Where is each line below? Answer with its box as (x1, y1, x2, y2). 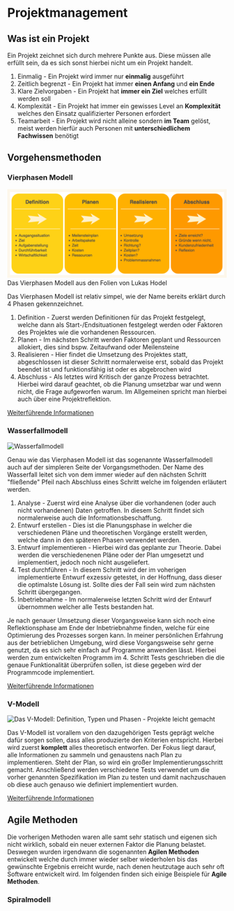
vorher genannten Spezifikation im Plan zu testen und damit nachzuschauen (7, 773, 226, 782)
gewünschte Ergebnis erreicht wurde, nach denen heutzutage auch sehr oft (7, 862, 225, 870)
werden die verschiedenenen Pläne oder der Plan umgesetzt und (17, 551, 204, 559)
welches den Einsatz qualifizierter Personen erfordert (17, 110, 171, 117)
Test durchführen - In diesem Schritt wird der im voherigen (17, 565, 187, 574)
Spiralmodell (7, 894, 51, 904)
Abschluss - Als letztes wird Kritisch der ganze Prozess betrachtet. (17, 372, 210, 381)
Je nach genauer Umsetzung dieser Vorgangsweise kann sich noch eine (7, 616, 215, 625)
